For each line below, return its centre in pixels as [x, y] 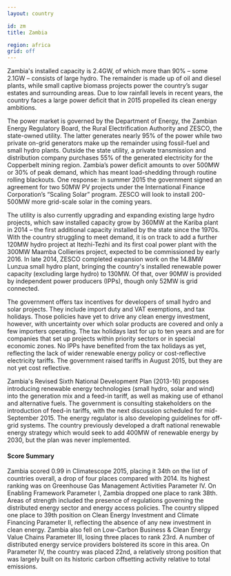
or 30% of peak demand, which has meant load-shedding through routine [112, 173]
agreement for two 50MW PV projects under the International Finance [106, 187]
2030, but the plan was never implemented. [69, 440]
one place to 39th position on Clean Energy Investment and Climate [103, 515]
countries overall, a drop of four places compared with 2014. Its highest [109, 479]
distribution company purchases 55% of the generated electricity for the [110, 158]
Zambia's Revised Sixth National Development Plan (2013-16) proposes [108, 381]
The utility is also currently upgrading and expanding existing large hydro [111, 215]
